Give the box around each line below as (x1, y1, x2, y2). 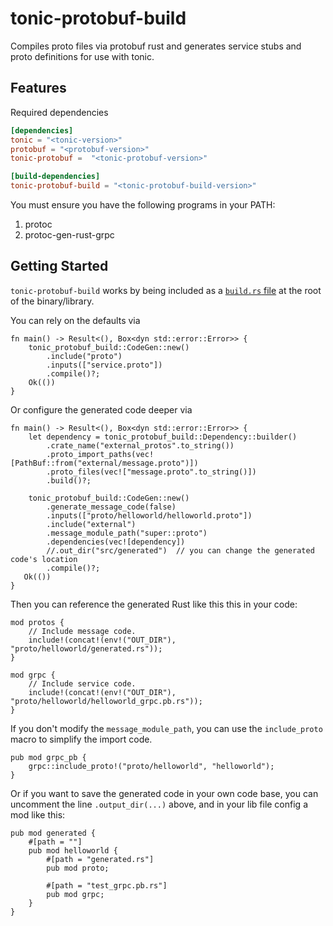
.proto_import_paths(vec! (46, 449, 155, 459)
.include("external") (46, 519, 137, 529)
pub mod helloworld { (28, 845, 118, 856)
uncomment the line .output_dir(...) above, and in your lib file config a (10, 798, 308, 810)
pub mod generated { (10, 828, 97, 838)
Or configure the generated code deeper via (10, 403, 193, 416)
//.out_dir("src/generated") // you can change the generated (46, 545, 315, 556)
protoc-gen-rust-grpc (24, 229, 115, 241)
